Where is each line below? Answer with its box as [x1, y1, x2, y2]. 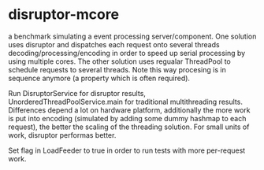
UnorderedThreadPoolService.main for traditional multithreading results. [8, 97, 243, 106]
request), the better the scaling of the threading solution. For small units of [8, 122, 250, 131]
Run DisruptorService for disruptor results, [8, 88, 146, 98]
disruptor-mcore [8, 6, 120, 24]
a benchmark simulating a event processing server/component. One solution [8, 31, 257, 41]
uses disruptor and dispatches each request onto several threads [8, 39, 220, 49]
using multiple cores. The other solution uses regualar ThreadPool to [8, 57, 231, 66]
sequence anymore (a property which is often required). [8, 73, 191, 83]
